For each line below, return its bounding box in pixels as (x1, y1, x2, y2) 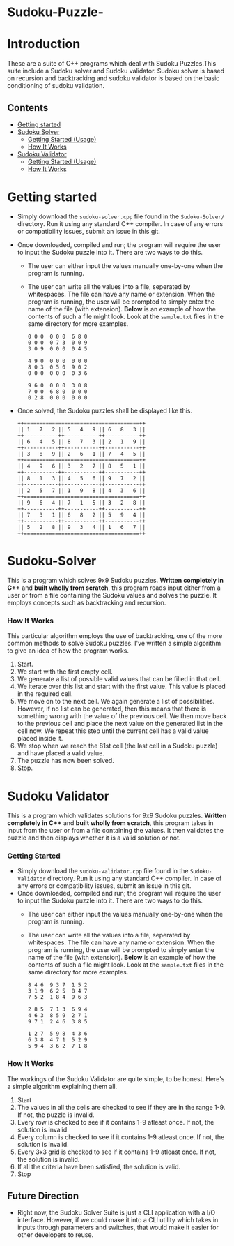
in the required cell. (17, 690, 73, 698)
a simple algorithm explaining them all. (7, 1082, 118, 1090)
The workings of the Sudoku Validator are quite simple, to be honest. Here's (7, 1074, 225, 1083)
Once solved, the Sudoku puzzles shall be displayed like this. (17, 406, 193, 415)
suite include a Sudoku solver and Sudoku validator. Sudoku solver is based (7, 67, 225, 75)
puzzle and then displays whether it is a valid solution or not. (7, 833, 181, 842)
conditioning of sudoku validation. (7, 82, 105, 90)
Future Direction (7, 1190, 79, 1202)
